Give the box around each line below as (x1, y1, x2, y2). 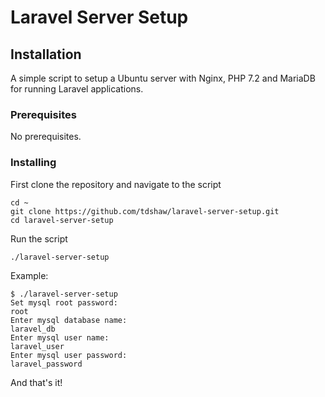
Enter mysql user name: (10, 332, 110, 343)
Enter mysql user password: (10, 350, 128, 360)
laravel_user (10, 341, 65, 351)
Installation (10, 46, 82, 63)
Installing (10, 156, 57, 170)
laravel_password (10, 359, 83, 369)
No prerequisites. (10, 131, 82, 143)
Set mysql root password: (10, 297, 118, 308)
